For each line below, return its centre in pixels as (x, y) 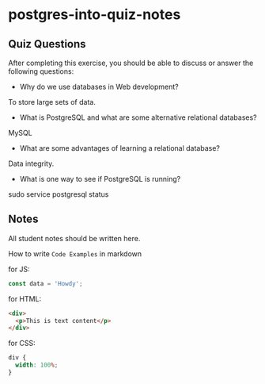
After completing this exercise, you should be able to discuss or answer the (131, 63)
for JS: (19, 269)
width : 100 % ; (37, 365)
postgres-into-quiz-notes (95, 15)
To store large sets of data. (52, 102)
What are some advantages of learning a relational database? (119, 148)
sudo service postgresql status (59, 194)
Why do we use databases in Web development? (99, 86)
